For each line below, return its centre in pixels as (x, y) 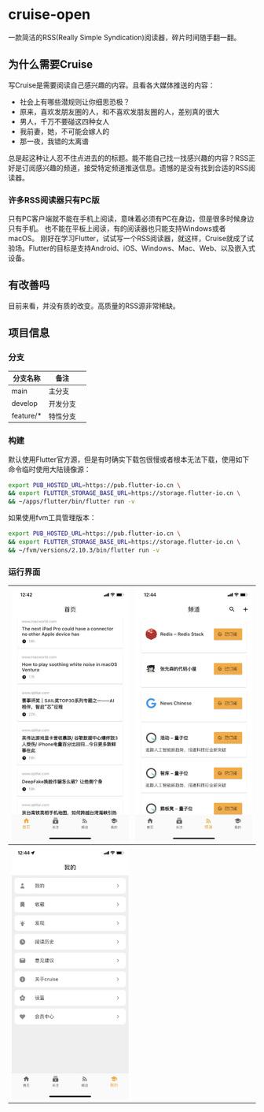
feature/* (27, 416)
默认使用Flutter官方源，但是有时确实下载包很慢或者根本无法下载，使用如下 (129, 459)
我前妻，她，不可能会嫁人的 (64, 131)
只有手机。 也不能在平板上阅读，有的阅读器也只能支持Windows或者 (117, 229)
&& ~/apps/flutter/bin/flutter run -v (71, 502)
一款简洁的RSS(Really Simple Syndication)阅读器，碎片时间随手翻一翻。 (125, 37)
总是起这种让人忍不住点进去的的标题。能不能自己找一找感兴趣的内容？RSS (128, 158)
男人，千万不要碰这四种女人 (64, 121)
